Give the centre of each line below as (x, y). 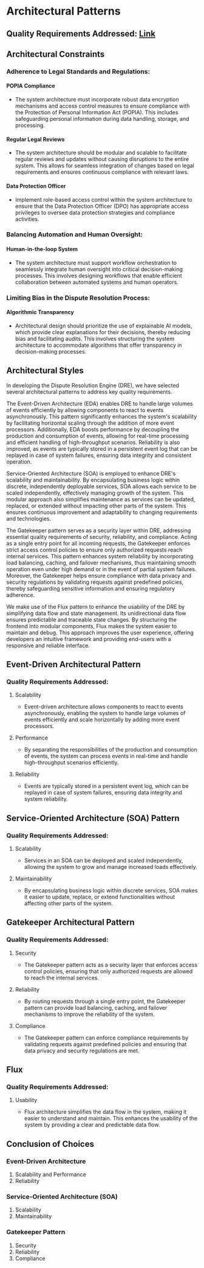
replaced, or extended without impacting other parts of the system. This (96, 505)
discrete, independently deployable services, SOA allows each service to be (101, 486)
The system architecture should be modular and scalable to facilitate (101, 153)
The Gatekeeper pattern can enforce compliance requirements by (106, 1038)
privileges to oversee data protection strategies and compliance (95, 212)
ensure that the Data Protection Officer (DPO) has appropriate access (102, 206)
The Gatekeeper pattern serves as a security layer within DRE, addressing (99, 530)
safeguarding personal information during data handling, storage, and (102, 119)
